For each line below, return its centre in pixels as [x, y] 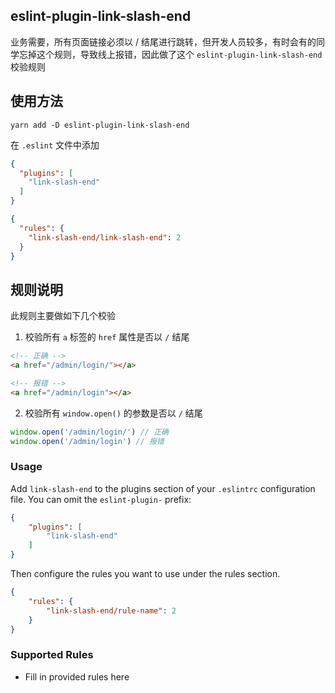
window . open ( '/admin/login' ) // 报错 [87, 441]
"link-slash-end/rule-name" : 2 [111, 610]
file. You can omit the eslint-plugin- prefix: [101, 499]
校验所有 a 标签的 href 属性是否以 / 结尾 [107, 337]
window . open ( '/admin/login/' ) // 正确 [89, 432]
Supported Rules [52, 655]
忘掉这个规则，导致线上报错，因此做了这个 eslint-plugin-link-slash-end [170, 54]
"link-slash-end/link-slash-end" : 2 [105, 237]
